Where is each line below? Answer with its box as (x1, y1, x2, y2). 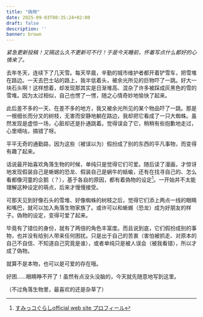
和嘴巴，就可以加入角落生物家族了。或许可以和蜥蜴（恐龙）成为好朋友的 (6, 204, 186, 211)
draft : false (6, 20, 39, 26)
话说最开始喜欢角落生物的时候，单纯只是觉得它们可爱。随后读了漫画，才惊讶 (6, 161, 197, 168)
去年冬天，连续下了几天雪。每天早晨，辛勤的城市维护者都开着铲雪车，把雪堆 (6, 69, 197, 76)
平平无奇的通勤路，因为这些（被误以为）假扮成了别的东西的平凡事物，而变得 (6, 140, 197, 148)
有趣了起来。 (6, 148, 38, 155)
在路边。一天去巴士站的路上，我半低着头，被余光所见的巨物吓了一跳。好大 (6, 77, 192, 84)
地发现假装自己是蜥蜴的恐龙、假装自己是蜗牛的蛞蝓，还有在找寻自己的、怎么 (6, 168, 197, 175)
